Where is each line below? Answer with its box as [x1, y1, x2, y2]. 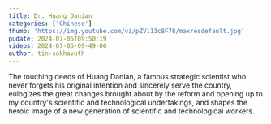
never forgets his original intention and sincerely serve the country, [8, 80, 233, 90]
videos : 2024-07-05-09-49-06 [8, 42, 107, 50]
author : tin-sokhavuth [8, 49, 85, 58]
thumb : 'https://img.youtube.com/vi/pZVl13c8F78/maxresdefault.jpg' [8, 27, 245, 35]
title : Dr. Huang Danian [8, 11, 92, 20]
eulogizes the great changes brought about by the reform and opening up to [8, 89, 264, 98]
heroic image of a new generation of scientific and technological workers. [8, 106, 255, 116]
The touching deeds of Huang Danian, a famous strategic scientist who [8, 72, 247, 81]
